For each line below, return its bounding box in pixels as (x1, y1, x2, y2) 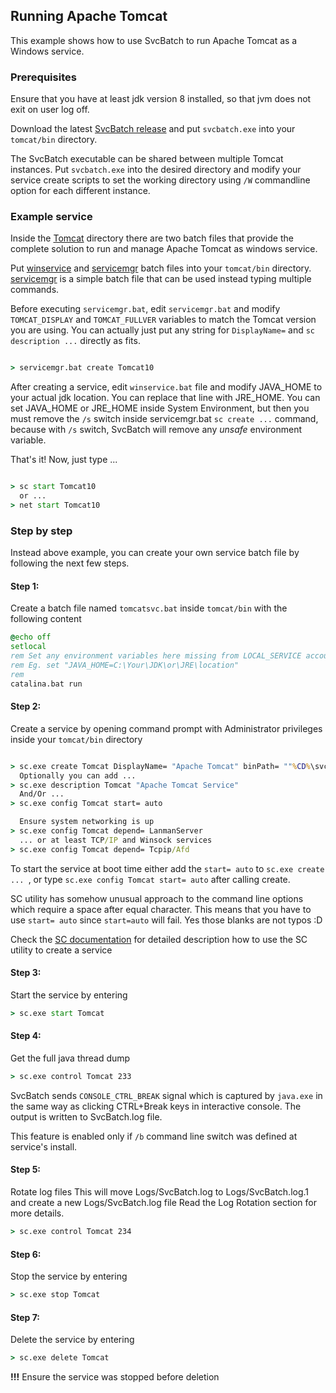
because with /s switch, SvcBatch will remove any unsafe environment (10, 424, 303, 436)
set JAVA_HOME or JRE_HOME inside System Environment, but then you (10, 402, 310, 414)
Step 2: (10, 700, 42, 713)
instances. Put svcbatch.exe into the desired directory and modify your (10, 164, 302, 176)
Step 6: (10, 1248, 42, 1260)
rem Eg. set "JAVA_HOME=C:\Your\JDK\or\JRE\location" (10, 660, 240, 671)
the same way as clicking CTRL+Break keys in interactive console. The (10, 1100, 302, 1112)
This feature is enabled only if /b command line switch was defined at (10, 1130, 298, 1142)
